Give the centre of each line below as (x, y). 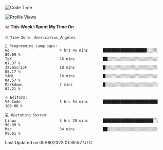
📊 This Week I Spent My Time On (39, 27)
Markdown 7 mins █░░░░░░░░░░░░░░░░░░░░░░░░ (81, 85)
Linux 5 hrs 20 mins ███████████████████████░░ (81, 121)
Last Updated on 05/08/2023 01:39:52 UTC (49, 142)
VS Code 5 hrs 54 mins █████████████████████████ (81, 102)
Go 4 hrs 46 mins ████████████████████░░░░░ (81, 50)
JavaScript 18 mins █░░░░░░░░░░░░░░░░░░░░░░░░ (81, 67)
